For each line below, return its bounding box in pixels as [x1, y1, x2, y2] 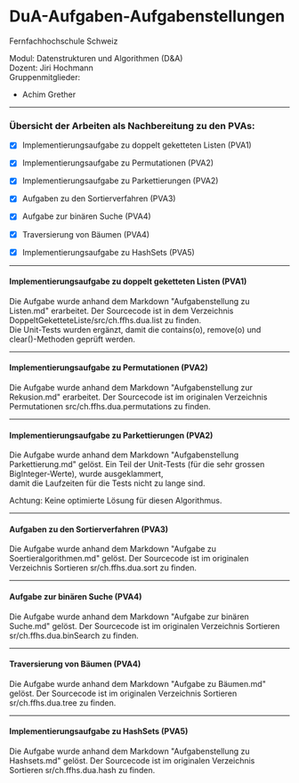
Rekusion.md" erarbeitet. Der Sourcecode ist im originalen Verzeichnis [9, 391, 268, 402]
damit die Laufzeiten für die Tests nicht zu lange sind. [9, 478, 206, 488]
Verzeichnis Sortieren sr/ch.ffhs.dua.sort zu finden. [9, 562, 198, 573]
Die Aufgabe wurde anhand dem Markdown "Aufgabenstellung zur [9, 383, 254, 393]
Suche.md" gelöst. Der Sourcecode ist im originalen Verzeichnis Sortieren [9, 620, 280, 631]
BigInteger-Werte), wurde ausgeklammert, [9, 469, 164, 480]
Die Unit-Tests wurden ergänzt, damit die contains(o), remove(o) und [9, 324, 262, 335]
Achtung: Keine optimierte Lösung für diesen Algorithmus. [9, 496, 222, 506]
